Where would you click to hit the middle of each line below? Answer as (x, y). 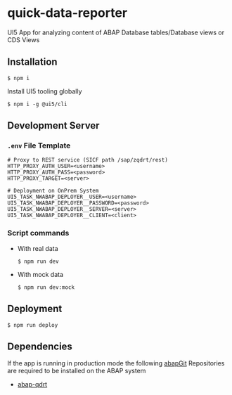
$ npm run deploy (33, 325)
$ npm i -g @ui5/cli (38, 104)
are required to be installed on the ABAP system (77, 371)
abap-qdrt (32, 384)
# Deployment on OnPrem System (53, 191)
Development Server (53, 125)
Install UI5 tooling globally (45, 91)
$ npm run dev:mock (46, 287)
